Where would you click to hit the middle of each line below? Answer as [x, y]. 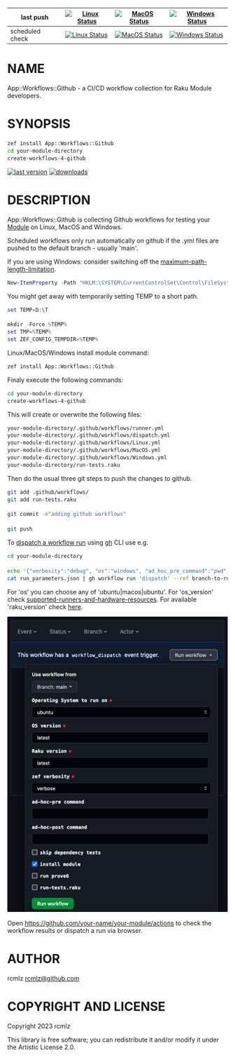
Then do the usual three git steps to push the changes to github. [100, 478]
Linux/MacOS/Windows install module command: [78, 353]
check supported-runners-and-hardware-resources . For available [102, 599]
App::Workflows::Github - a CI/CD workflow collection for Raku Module [109, 88]
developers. [24, 96]
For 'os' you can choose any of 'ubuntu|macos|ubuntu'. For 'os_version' [111, 592]
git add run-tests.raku [42, 499]
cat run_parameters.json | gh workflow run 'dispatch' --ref [98, 578]
